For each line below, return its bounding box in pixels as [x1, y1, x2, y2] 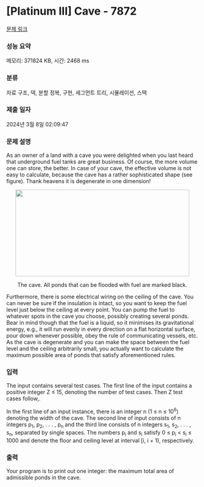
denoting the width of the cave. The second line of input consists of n [6, 414, 181, 422]
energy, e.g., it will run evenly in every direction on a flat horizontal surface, [6, 325, 195, 333]
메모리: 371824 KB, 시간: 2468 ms [6, 57, 90, 65]
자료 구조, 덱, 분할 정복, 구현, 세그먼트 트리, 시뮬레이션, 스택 [6, 88, 147, 96]
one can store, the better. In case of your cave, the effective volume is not [6, 165, 192, 172]
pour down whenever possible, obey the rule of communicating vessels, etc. [6, 332, 198, 339]
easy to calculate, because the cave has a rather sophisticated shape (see [6, 171, 193, 178]
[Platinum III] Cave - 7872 [6, 4, 137, 18]
